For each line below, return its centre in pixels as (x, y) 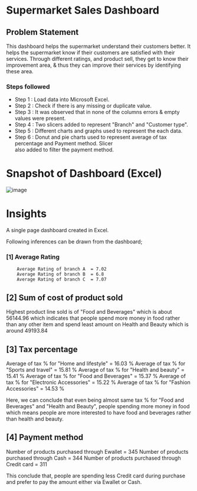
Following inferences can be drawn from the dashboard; (74, 242)
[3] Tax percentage (42, 349)
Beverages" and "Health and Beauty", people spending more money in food (98, 407)
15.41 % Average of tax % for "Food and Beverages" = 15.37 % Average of (96, 376)
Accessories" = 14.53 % (35, 389)
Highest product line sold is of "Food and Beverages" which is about (89, 312)
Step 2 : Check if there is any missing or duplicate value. (83, 106)
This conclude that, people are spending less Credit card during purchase (96, 476)
